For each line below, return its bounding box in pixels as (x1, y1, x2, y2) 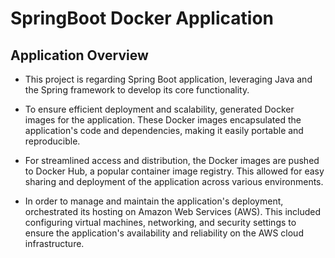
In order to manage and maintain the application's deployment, (24, 195, 284, 207)
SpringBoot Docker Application (10, 7, 274, 30)
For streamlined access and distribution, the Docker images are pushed (24, 155, 320, 166)
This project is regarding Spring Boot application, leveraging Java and (24, 73, 313, 85)
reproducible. (24, 135, 81, 147)
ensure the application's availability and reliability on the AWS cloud (24, 227, 304, 239)
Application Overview (10, 47, 149, 64)
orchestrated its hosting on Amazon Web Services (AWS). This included (24, 206, 322, 217)
